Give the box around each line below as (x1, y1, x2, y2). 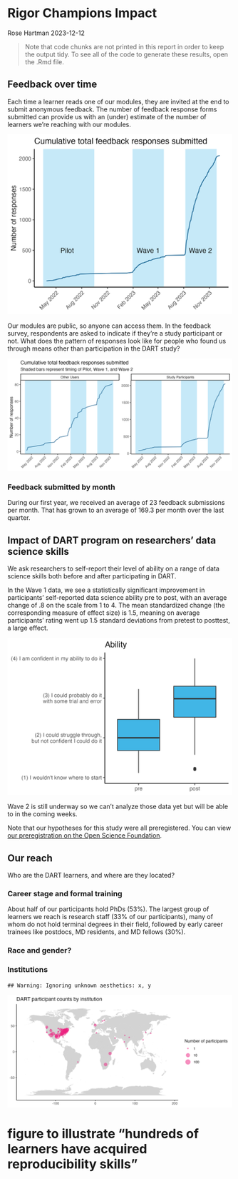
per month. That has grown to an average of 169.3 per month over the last (7, 506, 224, 515)
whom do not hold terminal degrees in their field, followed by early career (7, 920, 223, 929)
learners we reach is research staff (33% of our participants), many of (7, 913, 214, 921)
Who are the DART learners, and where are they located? (7, 871, 175, 880)
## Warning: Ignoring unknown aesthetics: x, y (7, 982, 152, 989)
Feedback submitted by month (7, 482, 115, 492)
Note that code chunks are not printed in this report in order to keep (24, 42, 224, 51)
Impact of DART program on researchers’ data (7, 534, 217, 546)
